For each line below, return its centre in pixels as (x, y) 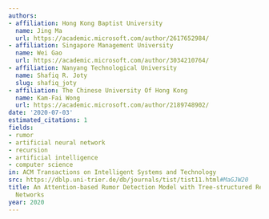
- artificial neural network (57, 142)
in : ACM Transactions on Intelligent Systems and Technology (112, 172)
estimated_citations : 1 (48, 120)
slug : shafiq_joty (46, 83)
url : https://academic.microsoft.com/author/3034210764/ (112, 61)
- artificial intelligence (53, 157)
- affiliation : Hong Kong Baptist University (85, 23)
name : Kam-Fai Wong (48, 98)
